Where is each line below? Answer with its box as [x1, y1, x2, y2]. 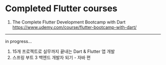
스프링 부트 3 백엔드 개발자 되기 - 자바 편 [12, 54, 91, 60]
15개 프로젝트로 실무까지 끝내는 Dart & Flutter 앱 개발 [12, 48, 115, 54]
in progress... [5, 38, 32, 44]
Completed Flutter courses [5, 3, 118, 14]
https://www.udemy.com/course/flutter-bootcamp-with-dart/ [12, 24, 137, 30]
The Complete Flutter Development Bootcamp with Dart [12, 19, 126, 25]
